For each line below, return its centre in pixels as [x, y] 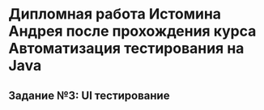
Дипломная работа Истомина [115, 14]
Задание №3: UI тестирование [89, 95]
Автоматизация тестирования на [126, 49]
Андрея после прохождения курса [132, 31]
